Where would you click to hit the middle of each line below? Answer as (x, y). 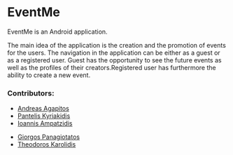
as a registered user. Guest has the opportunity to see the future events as (114, 60)
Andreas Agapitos (43, 109)
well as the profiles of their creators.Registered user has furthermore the (112, 67)
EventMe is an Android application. (57, 32)
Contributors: (31, 93)
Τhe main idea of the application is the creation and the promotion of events (116, 45)
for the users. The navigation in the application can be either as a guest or (114, 53)
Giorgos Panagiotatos (49, 137)
